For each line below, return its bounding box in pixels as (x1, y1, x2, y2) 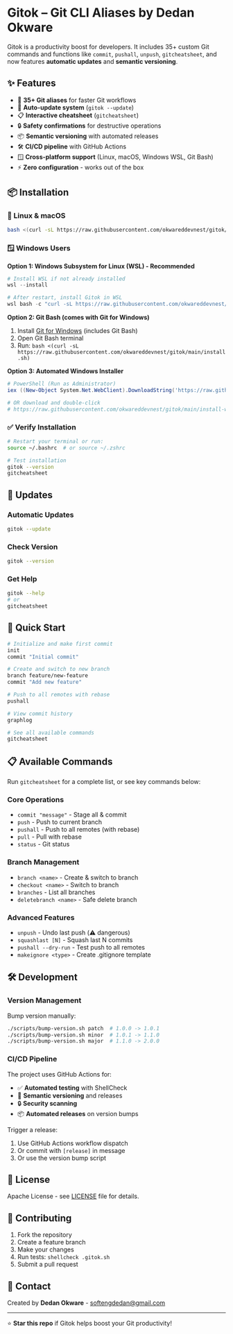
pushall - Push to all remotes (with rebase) (17, 826, 140, 834)
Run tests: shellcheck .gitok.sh (17, 1253, 110, 1261)
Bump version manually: (7, 1011, 76, 1020)
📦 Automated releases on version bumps (17, 1109, 139, 1118)
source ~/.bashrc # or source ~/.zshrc (7, 444, 126, 452)
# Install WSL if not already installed (7, 275, 126, 282)
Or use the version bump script (17, 1154, 106, 1162)
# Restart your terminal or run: (7, 438, 104, 445)
